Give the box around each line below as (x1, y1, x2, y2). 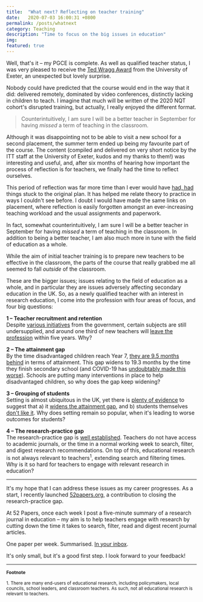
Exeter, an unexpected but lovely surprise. (6, 72, 111, 79)
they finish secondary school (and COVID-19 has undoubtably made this (6, 365, 186, 372)
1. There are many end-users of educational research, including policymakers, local (6, 580, 179, 586)
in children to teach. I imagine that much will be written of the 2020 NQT (6, 96, 186, 104)
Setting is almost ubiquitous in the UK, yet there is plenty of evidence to (6, 396, 185, 404)
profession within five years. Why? (6, 334, 92, 341)
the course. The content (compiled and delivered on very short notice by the (6, 146, 196, 154)
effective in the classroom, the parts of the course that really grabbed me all (6, 259, 196, 266)
